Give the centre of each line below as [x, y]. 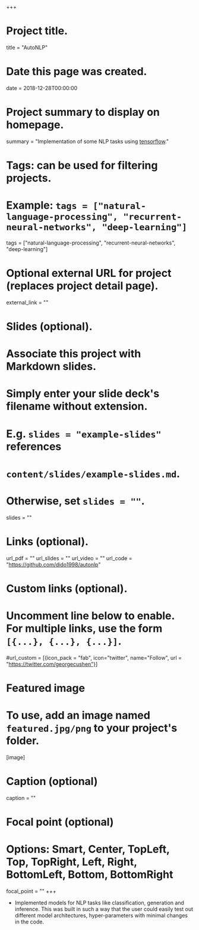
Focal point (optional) [60, 822]
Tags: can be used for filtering [82, 165]
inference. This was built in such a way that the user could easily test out [104, 909]
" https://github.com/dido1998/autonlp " [53, 564]
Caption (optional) [52, 781]
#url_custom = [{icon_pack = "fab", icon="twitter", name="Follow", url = [94, 657]
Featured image [45, 688]
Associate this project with [74, 354]
